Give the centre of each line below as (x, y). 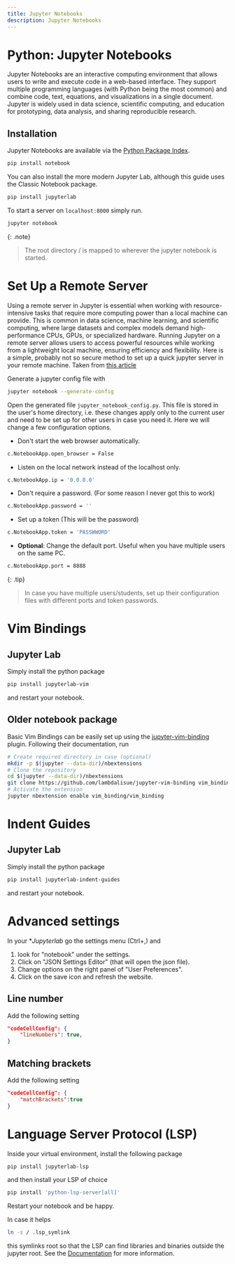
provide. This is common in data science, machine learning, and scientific (113, 320)
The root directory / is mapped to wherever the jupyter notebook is (120, 250)
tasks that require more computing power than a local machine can (131, 313)
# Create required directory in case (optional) (79, 757)
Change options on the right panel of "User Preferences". (100, 969)
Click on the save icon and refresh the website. (85, 977)
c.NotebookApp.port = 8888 (47, 566)
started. (36, 257)
